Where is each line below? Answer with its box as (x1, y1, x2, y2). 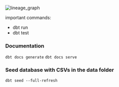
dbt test (12, 30, 29, 35)
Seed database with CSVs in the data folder (5, 66, 114, 73)
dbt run (12, 24, 28, 30)
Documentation (5, 42, 45, 49)
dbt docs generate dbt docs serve (5, 55, 77, 60)
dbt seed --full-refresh (5, 78, 58, 83)
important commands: (5, 15, 52, 20)
